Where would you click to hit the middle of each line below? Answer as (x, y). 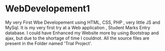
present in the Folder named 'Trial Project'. (49, 43)
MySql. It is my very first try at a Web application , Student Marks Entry (78, 27)
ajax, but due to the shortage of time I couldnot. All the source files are (77, 38)
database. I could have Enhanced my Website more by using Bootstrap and (82, 33)
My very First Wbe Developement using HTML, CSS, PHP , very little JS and (83, 22)
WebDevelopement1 (48, 9)
